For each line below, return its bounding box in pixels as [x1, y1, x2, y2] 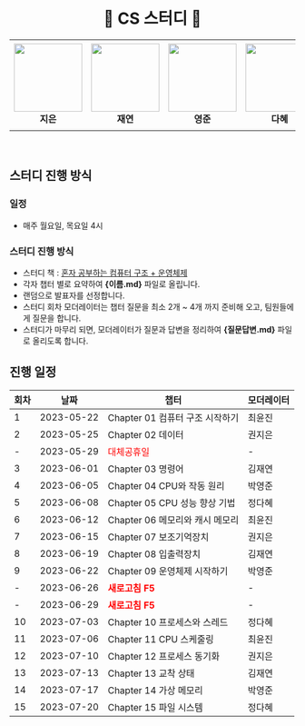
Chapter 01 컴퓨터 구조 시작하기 [107, 411, 239, 423]
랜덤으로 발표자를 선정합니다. [22, 290, 125, 301]
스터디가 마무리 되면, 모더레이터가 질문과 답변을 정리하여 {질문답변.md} [22, 323, 276, 334]
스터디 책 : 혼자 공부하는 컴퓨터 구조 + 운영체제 [22, 267, 188, 278]
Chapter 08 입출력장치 [107, 547, 202, 560]
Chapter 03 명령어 [107, 462, 184, 475]
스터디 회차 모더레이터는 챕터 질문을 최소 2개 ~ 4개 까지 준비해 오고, [22, 301, 263, 312]
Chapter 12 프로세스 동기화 [107, 650, 221, 662]
